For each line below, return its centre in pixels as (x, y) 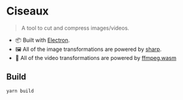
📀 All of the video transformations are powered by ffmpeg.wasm (96, 58)
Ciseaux (27, 11)
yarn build (20, 91)
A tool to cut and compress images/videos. (75, 28)
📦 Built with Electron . (42, 40)
